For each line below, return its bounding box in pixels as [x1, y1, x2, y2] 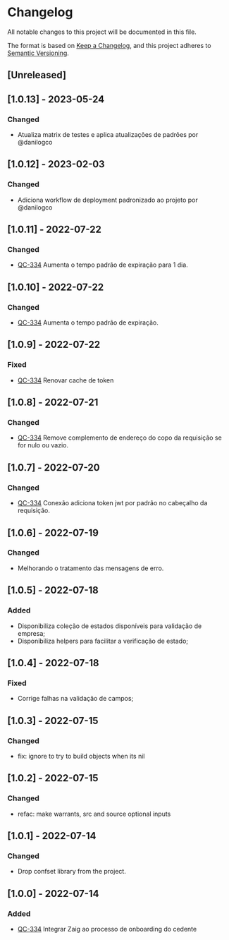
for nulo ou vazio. [17, 441, 69, 450]
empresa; [17, 629, 46, 637]
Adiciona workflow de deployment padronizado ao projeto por [17, 195, 199, 204]
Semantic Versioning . [7, 49, 69, 57]
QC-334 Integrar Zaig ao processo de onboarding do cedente [17, 924, 197, 933]
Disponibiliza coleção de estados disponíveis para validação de [17, 622, 202, 630]
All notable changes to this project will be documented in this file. [7, 28, 197, 36]
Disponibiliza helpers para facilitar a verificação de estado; [17, 637, 189, 645]
